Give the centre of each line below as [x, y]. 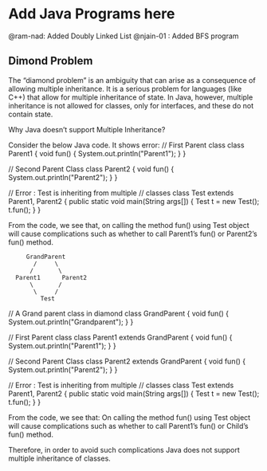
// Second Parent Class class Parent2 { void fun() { [91, 169]
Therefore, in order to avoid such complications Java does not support [124, 449]
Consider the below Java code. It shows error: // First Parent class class [126, 145]
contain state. [31, 114]
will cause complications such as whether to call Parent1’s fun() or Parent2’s [133, 234]
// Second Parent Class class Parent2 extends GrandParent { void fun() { [127, 361]
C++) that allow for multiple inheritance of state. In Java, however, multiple [131, 97]
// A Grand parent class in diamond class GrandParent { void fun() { [119, 313]
